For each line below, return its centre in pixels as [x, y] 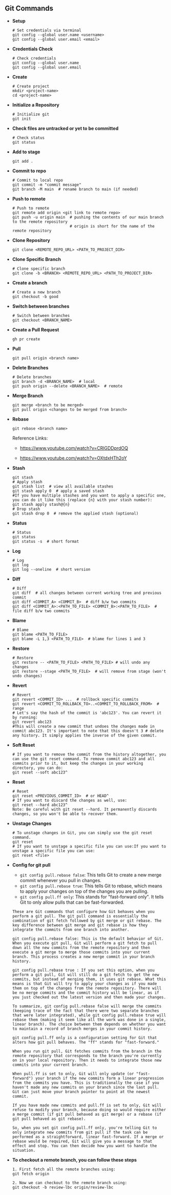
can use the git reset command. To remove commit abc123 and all [83, 759]
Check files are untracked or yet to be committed [65, 128]
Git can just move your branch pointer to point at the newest [81, 1092]
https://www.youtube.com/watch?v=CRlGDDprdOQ [74, 448]
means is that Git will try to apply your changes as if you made [84, 983]
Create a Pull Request [36, 329]
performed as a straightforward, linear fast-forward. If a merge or [88, 1137]
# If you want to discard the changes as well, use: [70, 800]
